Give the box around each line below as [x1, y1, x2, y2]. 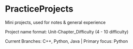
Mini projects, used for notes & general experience [5, 19, 106, 25]
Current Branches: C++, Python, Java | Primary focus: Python [5, 38, 128, 44]
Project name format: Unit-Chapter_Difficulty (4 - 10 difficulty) [5, 29, 129, 34]
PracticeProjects [5, 3, 74, 15]
